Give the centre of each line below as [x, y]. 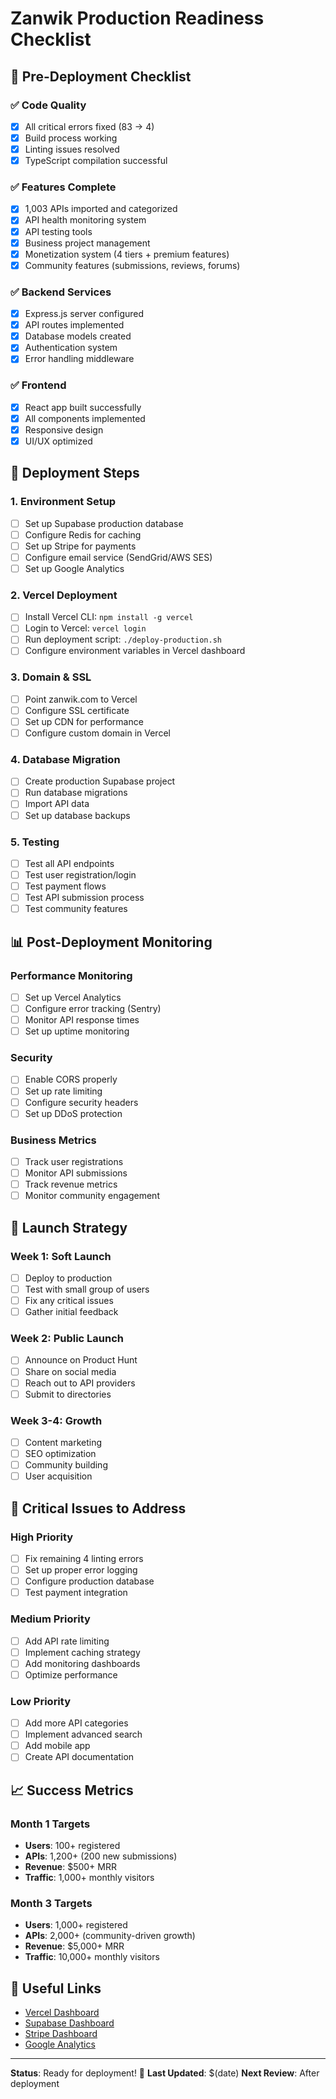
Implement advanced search [83, 1734]
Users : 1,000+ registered [76, 1925]
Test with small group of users [87, 1289]
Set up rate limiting [63, 1091]
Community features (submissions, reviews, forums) [132, 265]
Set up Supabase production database [104, 523]
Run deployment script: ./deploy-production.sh [123, 639]
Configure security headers [81, 1102]
